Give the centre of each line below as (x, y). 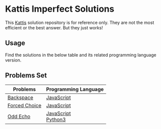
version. (13, 60)
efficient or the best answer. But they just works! (54, 27)
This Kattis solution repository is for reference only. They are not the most (80, 22)
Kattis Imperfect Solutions (60, 9)
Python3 (56, 119)
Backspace (20, 97)
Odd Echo (19, 116)
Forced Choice (25, 105)
